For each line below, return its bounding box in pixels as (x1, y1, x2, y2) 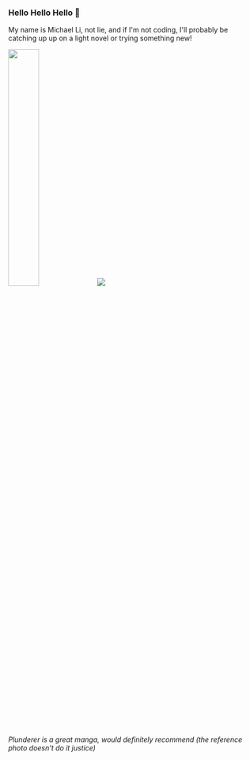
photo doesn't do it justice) (8, 743, 97, 752)
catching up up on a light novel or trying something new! (8, 33, 192, 43)
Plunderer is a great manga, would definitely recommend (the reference (8, 735, 243, 744)
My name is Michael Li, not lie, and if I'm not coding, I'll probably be (8, 25, 229, 35)
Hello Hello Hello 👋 (8, 7, 81, 18)
